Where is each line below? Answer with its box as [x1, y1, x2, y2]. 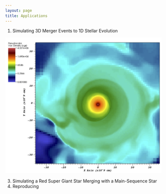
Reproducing [12, 184, 39, 190]
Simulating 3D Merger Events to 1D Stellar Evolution [12, 27, 118, 33]
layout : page [5, 8, 32, 13]
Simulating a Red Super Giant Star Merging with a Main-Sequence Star [12, 178, 158, 184]
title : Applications [5, 13, 48, 18]
